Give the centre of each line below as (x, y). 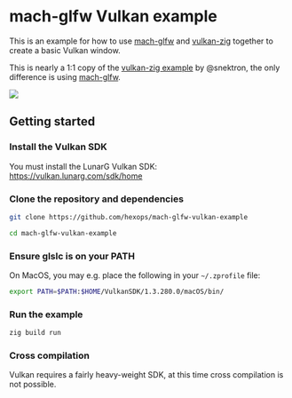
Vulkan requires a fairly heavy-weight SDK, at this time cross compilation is (146, 375)
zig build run (36, 333)
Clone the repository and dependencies (97, 199)
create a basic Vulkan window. (65, 50)
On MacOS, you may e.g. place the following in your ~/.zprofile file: (135, 275)
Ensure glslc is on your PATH (72, 256)
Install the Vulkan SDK (59, 147)
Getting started (52, 122)
